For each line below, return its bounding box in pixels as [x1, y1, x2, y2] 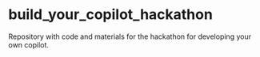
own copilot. [8, 40, 50, 49]
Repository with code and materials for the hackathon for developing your [8, 32, 252, 41]
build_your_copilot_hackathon [8, 6, 214, 24]
